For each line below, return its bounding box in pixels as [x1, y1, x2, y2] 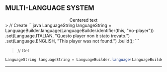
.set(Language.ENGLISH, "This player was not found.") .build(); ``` [5, 38, 140, 44]
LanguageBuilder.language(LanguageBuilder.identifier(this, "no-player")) [5, 27, 154, 34]
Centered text [69, 17, 98, 23]
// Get [17, 47, 30, 53]
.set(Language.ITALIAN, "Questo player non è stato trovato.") [5, 33, 130, 38]
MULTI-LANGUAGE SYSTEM [5, 4, 94, 12]
